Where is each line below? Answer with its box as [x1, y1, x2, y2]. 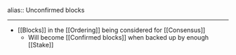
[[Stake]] [27, 41, 54, 49]
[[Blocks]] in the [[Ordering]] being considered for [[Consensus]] [17, 26, 206, 34]
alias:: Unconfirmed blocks [7, 6, 85, 14]
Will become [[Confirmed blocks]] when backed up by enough [27, 33, 209, 41]
